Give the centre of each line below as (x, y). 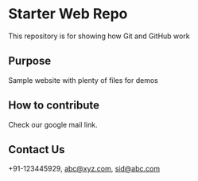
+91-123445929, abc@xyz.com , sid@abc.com (84, 169)
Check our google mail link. (53, 124)
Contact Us (37, 150)
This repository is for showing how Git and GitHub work (99, 36)
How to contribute (54, 106)
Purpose (30, 61)
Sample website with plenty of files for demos (83, 80)
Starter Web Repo (68, 14)
